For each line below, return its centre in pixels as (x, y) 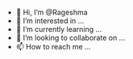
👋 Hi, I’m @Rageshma (52, 12)
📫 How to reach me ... (53, 47)
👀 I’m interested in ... (50, 21)
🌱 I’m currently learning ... (59, 29)
